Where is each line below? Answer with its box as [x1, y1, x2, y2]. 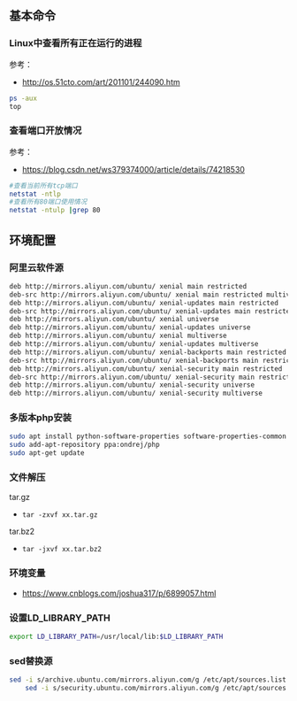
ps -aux [9, 94, 38, 103]
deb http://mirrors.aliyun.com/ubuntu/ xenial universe [9, 315, 219, 324]
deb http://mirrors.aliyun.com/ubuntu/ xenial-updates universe [9, 323, 251, 332]
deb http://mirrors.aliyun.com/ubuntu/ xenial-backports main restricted [9, 348, 287, 357]
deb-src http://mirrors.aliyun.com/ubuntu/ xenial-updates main [9, 306, 251, 316]
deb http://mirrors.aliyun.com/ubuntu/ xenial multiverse [9, 331, 227, 341]
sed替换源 [9, 654, 53, 666]
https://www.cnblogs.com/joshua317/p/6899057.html [21, 588, 217, 598]
